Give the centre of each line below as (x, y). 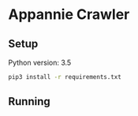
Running (30, 101)
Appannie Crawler (69, 15)
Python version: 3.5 (40, 62)
